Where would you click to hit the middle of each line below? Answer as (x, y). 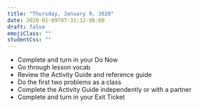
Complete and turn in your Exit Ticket (71, 97)
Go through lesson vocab (54, 67)
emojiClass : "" (29, 33)
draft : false (26, 27)
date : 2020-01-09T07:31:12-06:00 (56, 20)
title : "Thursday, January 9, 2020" (61, 14)
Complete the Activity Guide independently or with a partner (104, 90)
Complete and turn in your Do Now (68, 60)
